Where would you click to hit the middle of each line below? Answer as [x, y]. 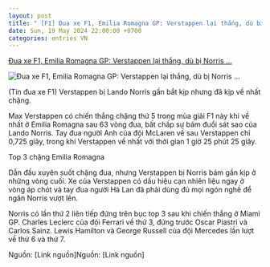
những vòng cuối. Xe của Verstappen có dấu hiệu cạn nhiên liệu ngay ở [127, 181]
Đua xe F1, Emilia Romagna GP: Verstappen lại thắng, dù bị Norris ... [120, 61]
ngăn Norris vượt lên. [43, 198]
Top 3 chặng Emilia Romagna [57, 157]
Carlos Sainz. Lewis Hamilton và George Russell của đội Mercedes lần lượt [131, 231]
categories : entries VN [48, 38]
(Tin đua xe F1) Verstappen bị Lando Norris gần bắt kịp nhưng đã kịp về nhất [135, 92]
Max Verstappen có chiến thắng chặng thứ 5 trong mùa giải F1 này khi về [129, 116]
